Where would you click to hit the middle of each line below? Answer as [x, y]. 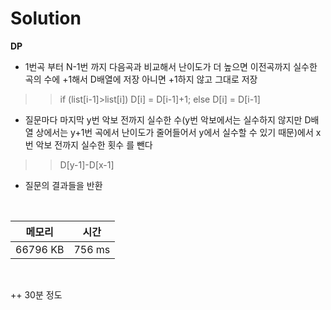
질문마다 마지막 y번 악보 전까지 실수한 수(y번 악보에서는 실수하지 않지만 [163, 119]
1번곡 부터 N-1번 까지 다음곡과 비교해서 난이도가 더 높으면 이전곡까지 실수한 [171, 66]
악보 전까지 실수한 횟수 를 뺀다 [94, 144]
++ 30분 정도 [36, 294]
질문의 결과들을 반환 [63, 185]
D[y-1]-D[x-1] [87, 164]
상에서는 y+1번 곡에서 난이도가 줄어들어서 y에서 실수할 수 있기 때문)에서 [174, 132]
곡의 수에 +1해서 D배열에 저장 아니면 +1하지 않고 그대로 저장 [141, 79]
